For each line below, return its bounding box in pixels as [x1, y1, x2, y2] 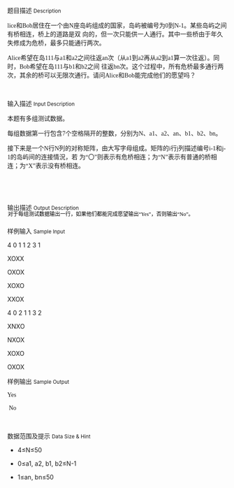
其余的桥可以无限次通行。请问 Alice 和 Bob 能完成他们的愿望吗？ [19, 71, 196, 79]
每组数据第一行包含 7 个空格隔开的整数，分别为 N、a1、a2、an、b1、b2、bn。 [7, 129, 222, 137]
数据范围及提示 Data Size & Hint [7, 432, 91, 440]
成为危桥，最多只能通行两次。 [19, 38, 105, 47]
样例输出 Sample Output [7, 378, 70, 385]
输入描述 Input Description [7, 99, 75, 108]
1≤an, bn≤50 [17, 473, 54, 481]
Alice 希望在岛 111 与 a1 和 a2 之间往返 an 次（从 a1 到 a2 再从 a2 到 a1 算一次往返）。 [7, 54, 214, 62]
